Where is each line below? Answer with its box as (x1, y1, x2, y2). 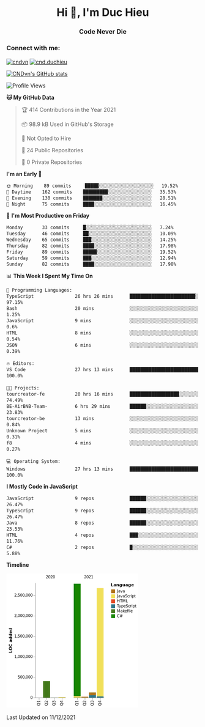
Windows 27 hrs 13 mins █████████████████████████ (6, 466, 199, 473)
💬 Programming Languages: (6, 287, 72, 293)
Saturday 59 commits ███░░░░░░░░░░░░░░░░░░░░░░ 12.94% (6, 255, 176, 262)
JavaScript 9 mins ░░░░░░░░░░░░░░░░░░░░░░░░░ (6, 318, 199, 324)
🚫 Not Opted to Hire (21, 135, 72, 142)
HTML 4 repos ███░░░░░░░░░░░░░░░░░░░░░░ (6, 532, 199, 539)
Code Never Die (79, 28, 127, 36)
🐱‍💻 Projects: (6, 385, 40, 391)
